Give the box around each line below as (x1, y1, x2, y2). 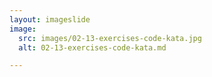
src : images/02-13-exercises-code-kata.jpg (18, 33, 202, 43)
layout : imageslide (9, 14, 91, 25)
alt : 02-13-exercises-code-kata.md (18, 42, 167, 53)
